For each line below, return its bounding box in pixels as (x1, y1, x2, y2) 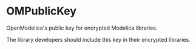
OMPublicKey (6, 4, 77, 18)
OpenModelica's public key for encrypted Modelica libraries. (6, 24, 158, 31)
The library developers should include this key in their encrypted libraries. (6, 36, 191, 43)
